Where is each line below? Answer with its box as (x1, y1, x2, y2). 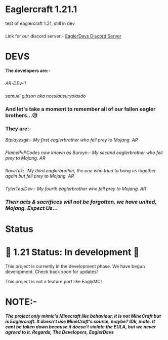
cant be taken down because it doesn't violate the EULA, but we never (5, 323, 156, 330)
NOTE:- (5, 296, 37, 308)
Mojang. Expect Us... (5, 204, 58, 211)
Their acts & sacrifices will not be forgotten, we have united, (5, 198, 157, 205)
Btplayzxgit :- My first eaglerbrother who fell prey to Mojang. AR (5, 137, 138, 143)
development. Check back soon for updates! (5, 269, 98, 275)
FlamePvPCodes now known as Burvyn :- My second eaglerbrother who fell (5, 149, 163, 156)
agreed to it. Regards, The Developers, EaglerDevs (5, 329, 114, 335)
